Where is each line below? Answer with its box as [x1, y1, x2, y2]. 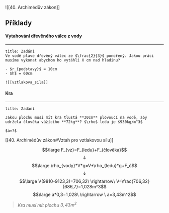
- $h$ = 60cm [5, 70, 33, 76]
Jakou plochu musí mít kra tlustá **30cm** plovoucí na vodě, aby [5, 115, 147, 120]
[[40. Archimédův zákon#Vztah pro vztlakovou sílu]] [5, 137, 114, 143]
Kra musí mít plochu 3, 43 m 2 [17, 201, 77, 208]
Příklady [5, 19, 32, 27]
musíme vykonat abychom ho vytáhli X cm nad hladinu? [5, 57, 121, 62]
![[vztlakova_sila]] [5, 80, 49, 85]
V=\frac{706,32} [116, 178, 150, 184]
